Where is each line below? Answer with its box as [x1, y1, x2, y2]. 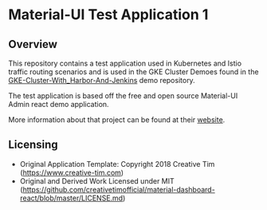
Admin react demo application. [8, 100, 109, 109]
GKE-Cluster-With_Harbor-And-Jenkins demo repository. [8, 76, 195, 85]
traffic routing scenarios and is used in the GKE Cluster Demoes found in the [8, 67, 259, 77]
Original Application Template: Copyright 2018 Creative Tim [19, 159, 215, 168]
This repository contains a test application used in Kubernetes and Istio [8, 58, 241, 68]
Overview [8, 38, 58, 51]
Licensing [8, 138, 58, 152]
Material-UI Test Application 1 [8, 6, 209, 24]
